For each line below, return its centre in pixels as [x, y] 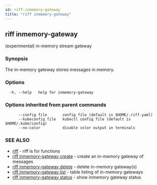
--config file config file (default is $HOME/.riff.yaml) [85, 115]
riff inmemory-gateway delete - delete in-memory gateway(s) [74, 167]
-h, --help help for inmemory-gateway [51, 92]
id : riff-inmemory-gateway [33, 10]
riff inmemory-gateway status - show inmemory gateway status [77, 177]
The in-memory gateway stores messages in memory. [60, 69]
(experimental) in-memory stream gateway [48, 46]
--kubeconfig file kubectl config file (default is [75, 119]
